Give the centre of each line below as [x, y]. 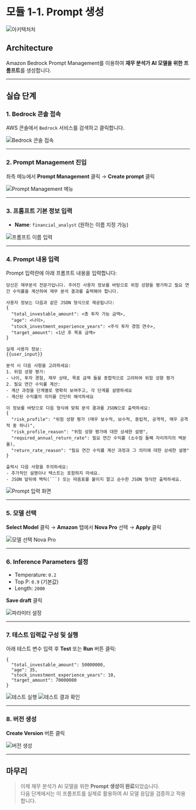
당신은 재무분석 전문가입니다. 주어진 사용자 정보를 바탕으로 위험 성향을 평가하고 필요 [94, 285]
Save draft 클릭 [24, 600]
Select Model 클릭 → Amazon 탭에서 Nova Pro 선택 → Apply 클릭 [84, 527]
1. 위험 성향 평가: [26, 372]
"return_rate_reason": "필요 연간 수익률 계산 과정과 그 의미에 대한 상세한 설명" [100, 451]
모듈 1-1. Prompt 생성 [55, 12]
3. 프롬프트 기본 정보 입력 [39, 211]
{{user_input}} [24, 355]
